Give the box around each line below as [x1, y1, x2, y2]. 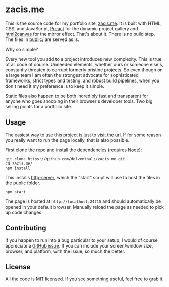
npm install [5, 166, 30, 171]
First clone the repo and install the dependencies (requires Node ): [5, 147, 142, 153]
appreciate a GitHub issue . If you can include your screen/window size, [5, 242, 153, 249]
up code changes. [5, 209, 43, 215]
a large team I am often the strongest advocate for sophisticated [5, 72, 139, 78]
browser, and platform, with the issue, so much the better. [5, 248, 125, 254]
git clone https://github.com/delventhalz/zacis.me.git [5, 156, 125, 161]
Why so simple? [5, 46, 38, 52]
